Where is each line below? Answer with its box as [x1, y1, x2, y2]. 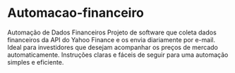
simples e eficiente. [7, 58, 64, 66]
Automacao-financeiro [7, 5, 145, 21]
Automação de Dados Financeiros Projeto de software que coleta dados [7, 28, 217, 36]
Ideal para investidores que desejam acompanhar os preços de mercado [7, 43, 219, 51]
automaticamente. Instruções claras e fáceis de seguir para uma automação [7, 51, 229, 59]
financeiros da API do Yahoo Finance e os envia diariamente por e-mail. [7, 35, 215, 44]
